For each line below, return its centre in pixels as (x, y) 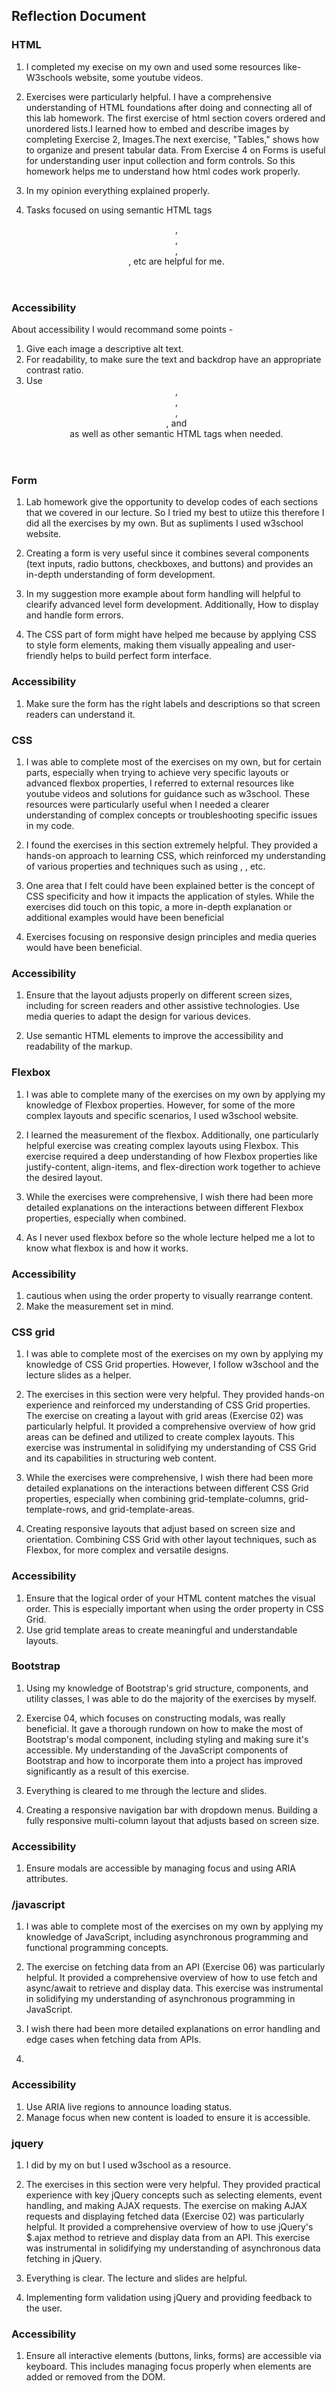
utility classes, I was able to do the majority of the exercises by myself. (171, 1698)
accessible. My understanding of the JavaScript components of (157, 1750)
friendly (42, 656)
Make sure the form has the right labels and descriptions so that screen (173, 703)
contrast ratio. (54, 370)
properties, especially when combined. (106, 1218)
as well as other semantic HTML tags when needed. (176, 434)
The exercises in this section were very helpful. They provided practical (173, 2184)
